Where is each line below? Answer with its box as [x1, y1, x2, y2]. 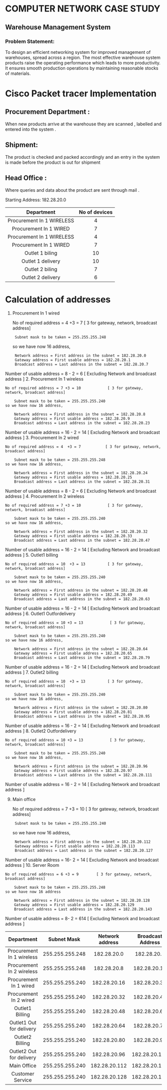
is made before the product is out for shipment [5, 159, 101, 165]
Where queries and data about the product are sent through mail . [5, 187, 140, 193]
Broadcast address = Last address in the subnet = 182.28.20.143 [14, 907, 153, 912]
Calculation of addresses [5, 294, 111, 305]
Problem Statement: [5, 38, 55, 45]
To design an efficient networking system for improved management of [5, 49, 151, 55]
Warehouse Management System [5, 23, 111, 31]
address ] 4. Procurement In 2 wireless [5, 493, 84, 499]
